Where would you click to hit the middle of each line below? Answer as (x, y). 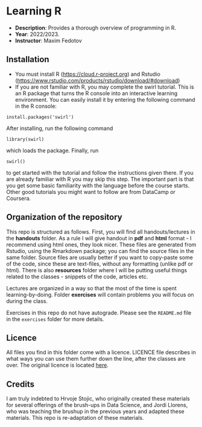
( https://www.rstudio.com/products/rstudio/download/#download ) (97, 80)
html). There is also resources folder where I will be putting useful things (97, 270)
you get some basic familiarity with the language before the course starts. (98, 185)
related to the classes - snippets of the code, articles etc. (77, 276)
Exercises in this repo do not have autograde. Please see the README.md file (99, 313)
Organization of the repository (64, 217)
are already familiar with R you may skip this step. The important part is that (100, 179)
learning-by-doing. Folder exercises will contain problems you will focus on (100, 295)
